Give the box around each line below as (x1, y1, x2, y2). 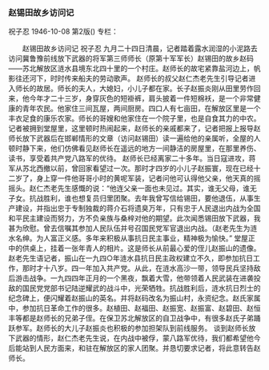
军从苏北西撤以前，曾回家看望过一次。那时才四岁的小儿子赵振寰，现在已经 (8, 164, 254, 173)
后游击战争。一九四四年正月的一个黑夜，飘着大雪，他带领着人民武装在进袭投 (8, 273, 261, 283)
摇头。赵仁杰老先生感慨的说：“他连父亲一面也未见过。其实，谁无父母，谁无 (8, 184, 258, 193)
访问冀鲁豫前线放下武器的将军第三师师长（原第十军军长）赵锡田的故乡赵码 (8, 54, 254, 63)
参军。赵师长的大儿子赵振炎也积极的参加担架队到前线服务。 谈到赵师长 (14, 324, 249, 333)
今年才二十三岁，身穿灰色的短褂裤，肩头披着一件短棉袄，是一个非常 (29, 93, 254, 103)
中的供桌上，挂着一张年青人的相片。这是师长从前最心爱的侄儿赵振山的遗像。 (8, 244, 261, 253)
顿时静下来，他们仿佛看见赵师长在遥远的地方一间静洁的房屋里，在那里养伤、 (8, 144, 261, 153)
